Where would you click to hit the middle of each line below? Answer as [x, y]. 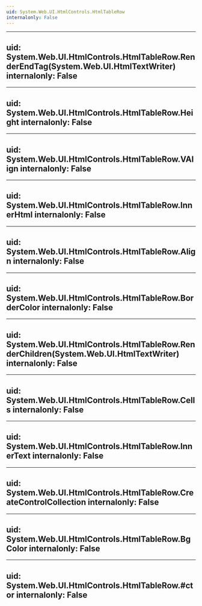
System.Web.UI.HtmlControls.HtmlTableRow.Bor [100, 298]
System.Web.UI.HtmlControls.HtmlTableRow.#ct [100, 585]
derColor [23, 308]
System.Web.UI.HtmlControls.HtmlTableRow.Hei [100, 113]
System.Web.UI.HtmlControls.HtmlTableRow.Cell [101, 400]
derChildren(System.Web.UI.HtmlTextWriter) [93, 354]
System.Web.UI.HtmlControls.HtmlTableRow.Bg [99, 539]
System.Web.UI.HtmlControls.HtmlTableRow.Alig [101, 252]
